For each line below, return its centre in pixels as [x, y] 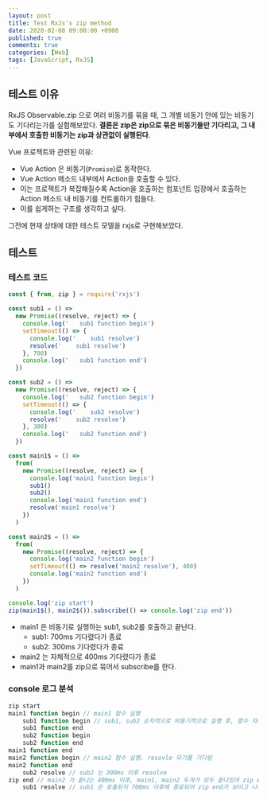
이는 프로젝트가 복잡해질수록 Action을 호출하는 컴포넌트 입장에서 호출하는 [133, 189]
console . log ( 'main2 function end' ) [88, 574]
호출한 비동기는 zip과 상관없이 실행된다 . [90, 134]
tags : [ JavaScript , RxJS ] [51, 60]
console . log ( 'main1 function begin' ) [92, 478]
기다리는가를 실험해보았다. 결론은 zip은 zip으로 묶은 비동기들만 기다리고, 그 [132, 125]
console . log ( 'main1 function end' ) [88, 501]
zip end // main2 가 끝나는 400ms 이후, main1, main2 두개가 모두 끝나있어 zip [131, 780]
